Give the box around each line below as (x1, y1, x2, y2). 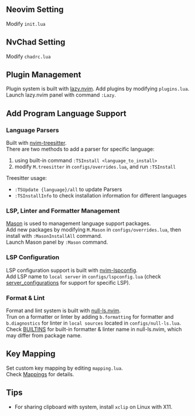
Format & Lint (6, 294, 45, 302)
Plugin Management (6, 70, 81, 80)
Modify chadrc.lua (6, 53, 51, 60)
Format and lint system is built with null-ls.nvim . (6, 307, 121, 314)
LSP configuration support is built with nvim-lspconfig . (6, 267, 138, 274)
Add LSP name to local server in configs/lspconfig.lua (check (6, 272, 161, 280)
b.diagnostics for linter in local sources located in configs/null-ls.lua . (6, 319, 182, 327)
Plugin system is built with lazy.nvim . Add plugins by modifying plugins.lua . (6, 85, 190, 93)
